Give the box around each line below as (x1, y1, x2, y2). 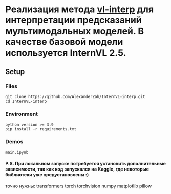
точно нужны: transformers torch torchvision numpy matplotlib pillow (5, 183, 152, 189)
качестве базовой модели (5, 36, 123, 48)
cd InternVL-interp (5, 99, 47, 104)
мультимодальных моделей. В (5, 26, 144, 37)
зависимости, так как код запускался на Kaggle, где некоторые (5, 166, 149, 172)
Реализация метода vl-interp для (5, 4, 154, 15)
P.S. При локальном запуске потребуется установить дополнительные (5, 161, 166, 167)
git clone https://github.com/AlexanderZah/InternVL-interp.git (5, 94, 145, 99)
